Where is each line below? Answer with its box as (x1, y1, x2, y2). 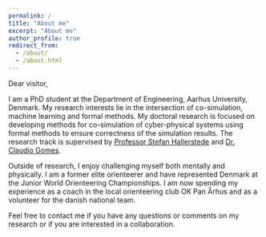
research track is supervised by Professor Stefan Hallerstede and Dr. (8, 137, 236, 146)
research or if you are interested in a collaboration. (8, 219, 175, 229)
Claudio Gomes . (8, 145, 62, 155)
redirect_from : (8, 42, 59, 50)
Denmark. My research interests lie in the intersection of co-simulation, (8, 102, 243, 112)
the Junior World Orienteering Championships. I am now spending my (8, 178, 239, 187)
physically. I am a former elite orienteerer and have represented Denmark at (8, 170, 258, 179)
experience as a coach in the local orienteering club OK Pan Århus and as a (8, 186, 258, 196)
